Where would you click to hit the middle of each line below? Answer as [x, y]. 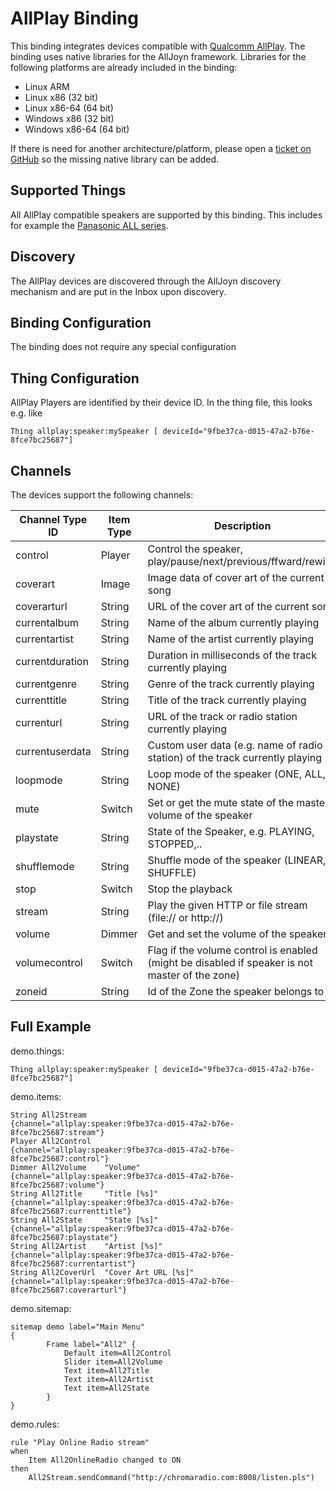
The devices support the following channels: [102, 495]
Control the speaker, [195, 549]
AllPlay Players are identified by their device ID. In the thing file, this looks [161, 403]
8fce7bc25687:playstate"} [64, 1237]
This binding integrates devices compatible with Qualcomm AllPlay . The [158, 46]
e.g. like [26, 413]
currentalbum [47, 622]
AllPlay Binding [74, 18]
